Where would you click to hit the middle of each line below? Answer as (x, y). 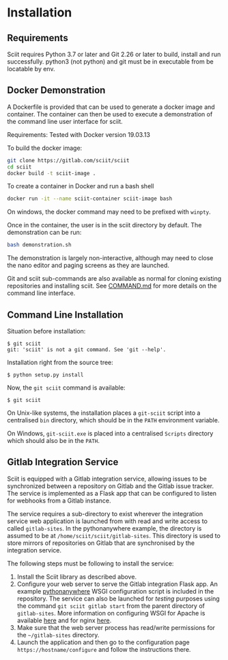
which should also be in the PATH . (54, 441)
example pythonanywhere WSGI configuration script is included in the (115, 591)
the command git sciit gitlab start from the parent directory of (111, 606)
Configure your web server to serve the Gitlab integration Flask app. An (117, 584)
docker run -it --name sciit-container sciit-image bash (90, 199)
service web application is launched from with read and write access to (108, 521)
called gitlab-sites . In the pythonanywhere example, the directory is (104, 528)
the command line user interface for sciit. (65, 121)
